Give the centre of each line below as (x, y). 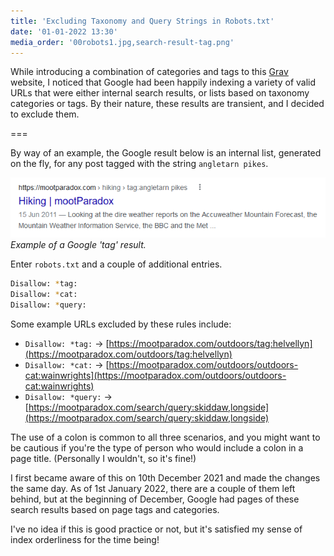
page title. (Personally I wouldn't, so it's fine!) (103, 458)
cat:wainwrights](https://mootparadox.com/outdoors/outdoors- (155, 375)
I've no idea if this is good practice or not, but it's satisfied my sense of (156, 529)
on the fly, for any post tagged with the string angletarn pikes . (139, 164)
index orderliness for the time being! (85, 539)
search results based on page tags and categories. (115, 509)
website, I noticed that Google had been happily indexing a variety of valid (163, 82)
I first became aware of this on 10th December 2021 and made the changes (165, 477)
